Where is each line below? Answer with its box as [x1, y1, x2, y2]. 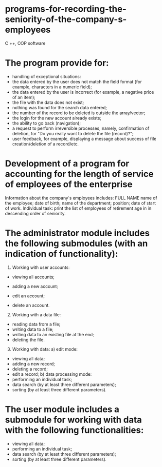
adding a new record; [12, 361, 55, 366]
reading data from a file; [12, 321, 61, 327]
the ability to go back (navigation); [12, 120, 81, 126]
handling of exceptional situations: [12, 73, 81, 79]
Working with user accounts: [12, 264, 70, 270]
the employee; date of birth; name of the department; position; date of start [5, 200, 156, 206]
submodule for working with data [5, 414, 142, 425]
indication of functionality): [5, 248, 118, 259]
